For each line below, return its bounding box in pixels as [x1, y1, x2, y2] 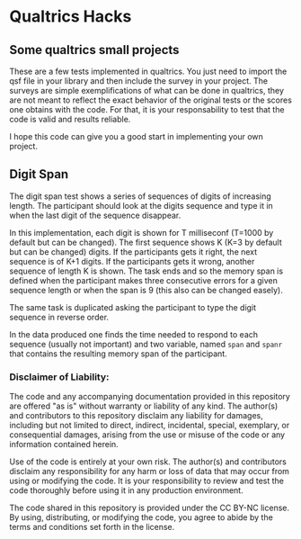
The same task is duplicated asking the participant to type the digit [9, 301, 257, 312]
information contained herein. [9, 439, 119, 450]
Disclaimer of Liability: [9, 371, 110, 383]
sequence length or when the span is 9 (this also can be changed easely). [9, 284, 283, 295]
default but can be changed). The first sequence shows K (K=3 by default [9, 237, 283, 247]
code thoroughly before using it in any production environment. [9, 485, 244, 496]
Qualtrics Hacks [9, 6, 132, 27]
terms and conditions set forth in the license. [9, 522, 175, 533]
